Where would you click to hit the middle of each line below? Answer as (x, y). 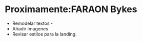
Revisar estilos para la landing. (45, 34)
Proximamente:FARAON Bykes (71, 9)
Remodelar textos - (33, 23)
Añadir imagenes (30, 28)
